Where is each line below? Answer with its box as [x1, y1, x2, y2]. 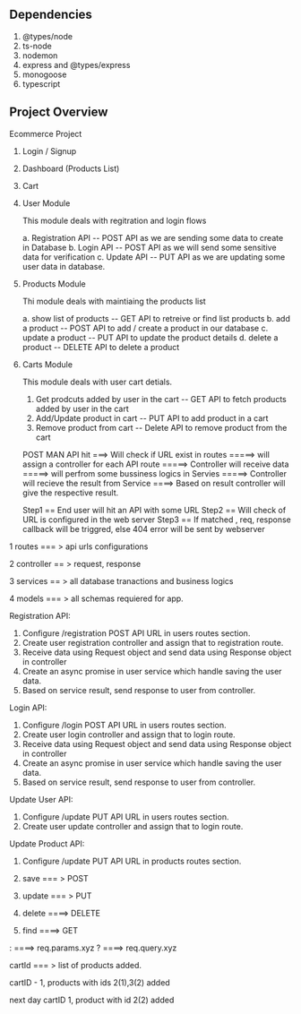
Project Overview [9, 105, 108, 120]
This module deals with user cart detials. [21, 376, 173, 387]
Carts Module [21, 358, 73, 370]
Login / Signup [21, 145, 77, 156]
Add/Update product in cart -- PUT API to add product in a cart [35, 412, 269, 424]
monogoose [21, 69, 67, 80]
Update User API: [9, 794, 73, 804]
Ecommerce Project [9, 128, 82, 139]
